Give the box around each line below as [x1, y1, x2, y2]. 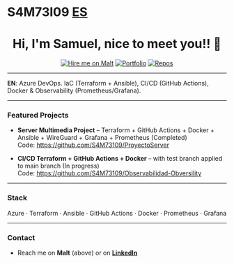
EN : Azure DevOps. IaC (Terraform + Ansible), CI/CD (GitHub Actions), [7, 79, 209, 88]
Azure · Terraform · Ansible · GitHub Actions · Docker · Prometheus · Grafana [7, 209, 227, 217]
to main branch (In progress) [17, 161, 100, 170]
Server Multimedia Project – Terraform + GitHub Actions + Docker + [17, 126, 214, 134]
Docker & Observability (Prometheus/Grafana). [7, 86, 141, 95]
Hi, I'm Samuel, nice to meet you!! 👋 [13, 36, 221, 52]
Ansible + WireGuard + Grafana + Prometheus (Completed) [17, 134, 187, 142]
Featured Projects [7, 111, 69, 120]
